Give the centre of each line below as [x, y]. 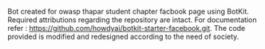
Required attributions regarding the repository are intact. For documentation [132, 20]
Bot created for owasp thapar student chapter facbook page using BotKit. [128, 11]
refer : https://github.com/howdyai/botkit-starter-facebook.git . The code [127, 28]
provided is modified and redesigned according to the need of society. [123, 36]
